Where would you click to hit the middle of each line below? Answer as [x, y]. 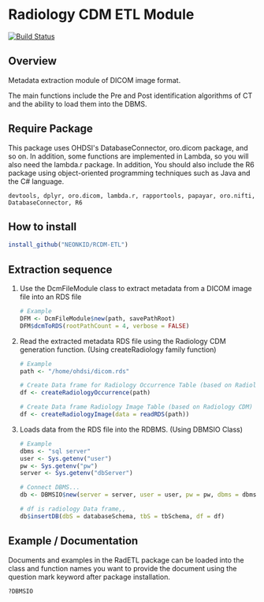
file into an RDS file [50, 297]
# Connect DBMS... [50, 488]
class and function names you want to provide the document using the [123, 568]
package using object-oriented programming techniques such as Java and [129, 173]
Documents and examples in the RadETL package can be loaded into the [126, 560]
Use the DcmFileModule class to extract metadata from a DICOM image [136, 289]
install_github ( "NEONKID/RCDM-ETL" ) [68, 245]
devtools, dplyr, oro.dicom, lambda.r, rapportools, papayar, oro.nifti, [132, 196]
